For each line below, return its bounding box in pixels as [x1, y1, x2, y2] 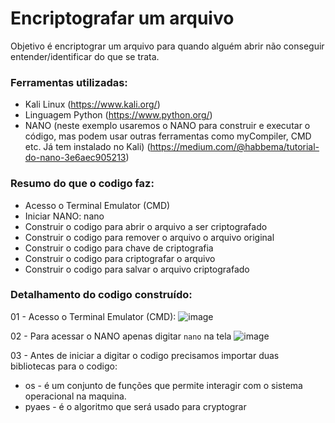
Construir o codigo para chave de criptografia [24, 242, 214, 254]
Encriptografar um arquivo [10, 7, 235, 30]
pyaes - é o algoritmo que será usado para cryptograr [24, 400, 247, 412]
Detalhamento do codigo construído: [10, 288, 193, 302]
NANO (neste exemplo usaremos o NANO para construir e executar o [24, 120, 311, 132]
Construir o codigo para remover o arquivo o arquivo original [24, 231, 275, 243]
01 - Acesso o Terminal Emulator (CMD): [10, 310, 177, 322]
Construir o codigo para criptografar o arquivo [24, 252, 216, 264]
